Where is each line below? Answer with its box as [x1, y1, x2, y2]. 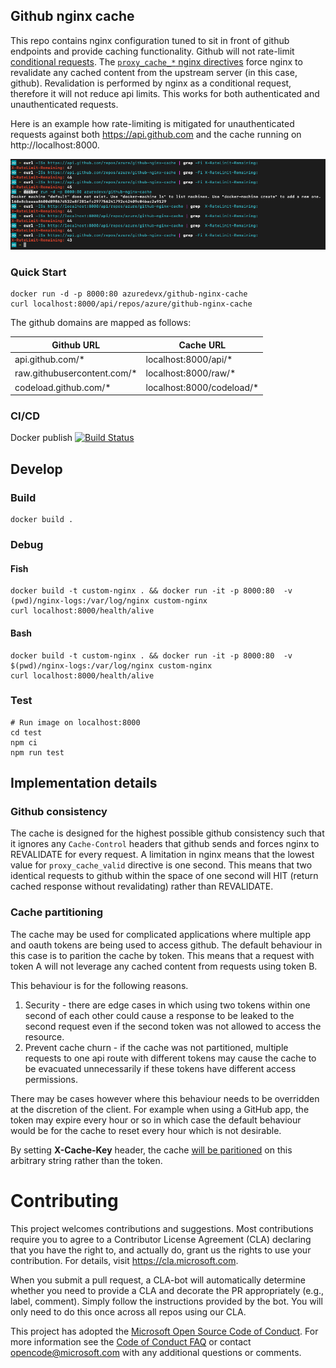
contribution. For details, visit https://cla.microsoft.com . [10, 1254, 239, 1266]
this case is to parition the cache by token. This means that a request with [10, 949, 315, 961]
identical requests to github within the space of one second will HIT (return [10, 870, 319, 882]
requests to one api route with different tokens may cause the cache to [24, 1052, 317, 1064]
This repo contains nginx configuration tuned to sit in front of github [10, 34, 290, 46]
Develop [10, 460, 63, 478]
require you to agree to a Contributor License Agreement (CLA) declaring [10, 1233, 312, 1245]
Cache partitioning [10, 905, 104, 919]
